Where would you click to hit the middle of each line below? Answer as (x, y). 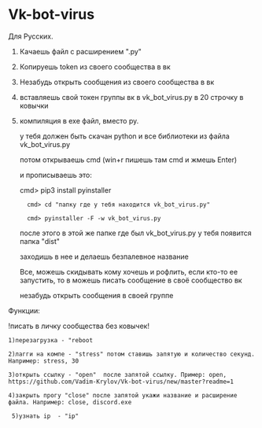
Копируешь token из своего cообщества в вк (95, 66)
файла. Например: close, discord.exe (70, 402)
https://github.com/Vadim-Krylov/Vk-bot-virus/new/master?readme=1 (121, 382)
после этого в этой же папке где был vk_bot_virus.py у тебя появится (135, 233)
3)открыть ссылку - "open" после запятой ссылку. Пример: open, (117, 374)
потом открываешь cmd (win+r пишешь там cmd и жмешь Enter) (128, 160)
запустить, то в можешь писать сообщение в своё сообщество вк (131, 280)
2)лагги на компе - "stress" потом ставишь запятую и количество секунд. (132, 354)
